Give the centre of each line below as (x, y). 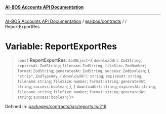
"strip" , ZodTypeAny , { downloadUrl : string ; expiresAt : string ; (80, 76)
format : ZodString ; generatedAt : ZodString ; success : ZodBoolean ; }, (84, 71)
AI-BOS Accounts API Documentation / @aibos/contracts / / (66, 21)
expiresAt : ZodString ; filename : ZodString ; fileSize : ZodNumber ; (82, 65)
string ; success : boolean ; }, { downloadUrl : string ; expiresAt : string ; (87, 86)
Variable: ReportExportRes (61, 47)
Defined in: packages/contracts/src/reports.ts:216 (56, 106)
